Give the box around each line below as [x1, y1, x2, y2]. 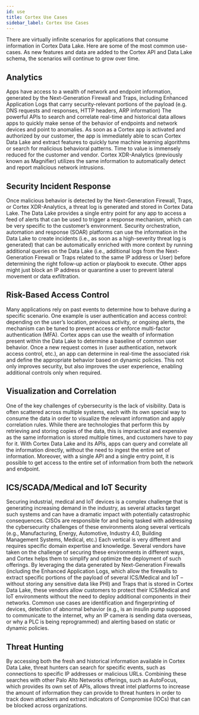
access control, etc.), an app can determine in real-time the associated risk [6, 350, 190, 357]
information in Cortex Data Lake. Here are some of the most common [6, 42, 175, 49]
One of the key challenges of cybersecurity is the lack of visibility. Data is [6, 402, 186, 409]
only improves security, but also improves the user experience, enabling [6, 362, 183, 369]
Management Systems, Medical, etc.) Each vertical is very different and [6, 536, 181, 543]
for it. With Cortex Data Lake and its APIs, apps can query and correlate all [6, 440, 188, 447]
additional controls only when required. [6, 369, 102, 376]
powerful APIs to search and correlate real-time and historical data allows [6, 114, 186, 121]
